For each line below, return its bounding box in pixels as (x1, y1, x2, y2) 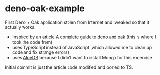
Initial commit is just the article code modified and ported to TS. (5, 64, 133, 70)
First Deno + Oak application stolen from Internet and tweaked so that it (5, 19, 150, 25)
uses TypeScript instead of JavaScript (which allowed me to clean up (12, 44, 152, 50)
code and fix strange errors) (12, 50, 69, 55)
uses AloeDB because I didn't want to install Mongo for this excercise (12, 54, 153, 60)
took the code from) (12, 39, 53, 45)
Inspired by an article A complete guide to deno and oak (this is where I (12, 34, 156, 40)
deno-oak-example (5, 3, 85, 14)
